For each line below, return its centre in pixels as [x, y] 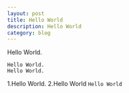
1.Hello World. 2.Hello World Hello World [65, 84]
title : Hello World [35, 20]
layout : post [26, 13]
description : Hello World [44, 26]
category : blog [29, 33]
